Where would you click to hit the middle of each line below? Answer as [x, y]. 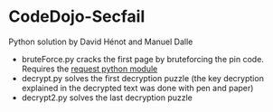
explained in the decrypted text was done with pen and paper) [137, 88]
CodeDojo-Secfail [77, 17]
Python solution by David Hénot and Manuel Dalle [101, 42]
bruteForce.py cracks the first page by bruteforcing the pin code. [142, 59]
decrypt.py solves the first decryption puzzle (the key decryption [142, 78]
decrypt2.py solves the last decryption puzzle [107, 98]
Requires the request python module [89, 69]
